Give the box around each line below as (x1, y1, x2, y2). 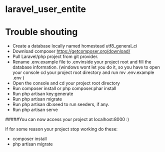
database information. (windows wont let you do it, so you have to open (12, 64, 160, 70)
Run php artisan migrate (12, 96, 62, 102)
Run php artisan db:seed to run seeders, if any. (12, 101, 109, 107)
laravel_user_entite (5, 3, 86, 15)
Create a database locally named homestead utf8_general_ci (12, 43, 137, 49)
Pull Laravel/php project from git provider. (12, 53, 98, 59)
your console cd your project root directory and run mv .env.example (12, 69, 154, 75)
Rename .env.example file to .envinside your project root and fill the (12, 59, 151, 65)
